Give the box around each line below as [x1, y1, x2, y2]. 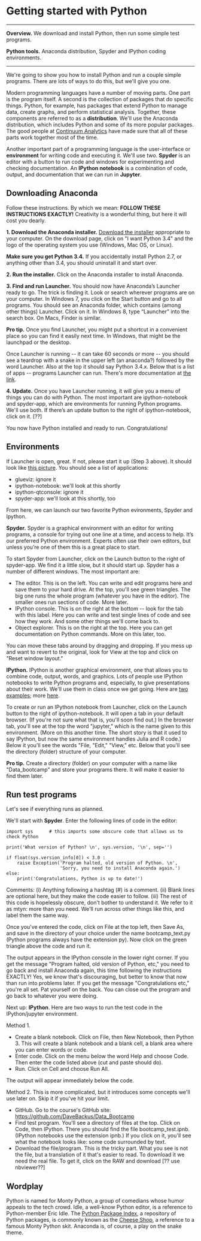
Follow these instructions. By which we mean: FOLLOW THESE [6, 204, 162, 211]
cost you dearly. [6, 217, 46, 224]
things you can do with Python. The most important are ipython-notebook [6, 394, 188, 401]
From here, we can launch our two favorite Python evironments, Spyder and [6, 506, 193, 514]
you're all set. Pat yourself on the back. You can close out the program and [6, 986, 191, 993]
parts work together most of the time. [6, 134, 99, 141]
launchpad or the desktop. [6, 339, 71, 346]
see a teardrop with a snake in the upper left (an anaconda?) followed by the [6, 357, 194, 364]
